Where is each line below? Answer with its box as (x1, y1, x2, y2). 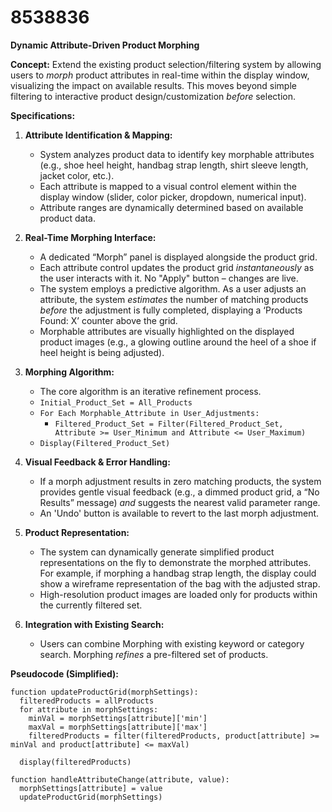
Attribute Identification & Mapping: (24, 129, 173, 141)
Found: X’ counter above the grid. (39, 314, 178, 326)
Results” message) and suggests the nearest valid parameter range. (39, 496, 321, 508)
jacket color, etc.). (39, 169, 115, 181)
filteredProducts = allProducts (19, 696, 155, 706)
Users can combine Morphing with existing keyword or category (39, 637, 305, 650)
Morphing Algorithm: (24, 366, 115, 378)
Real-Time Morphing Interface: (24, 231, 157, 243)
